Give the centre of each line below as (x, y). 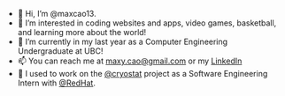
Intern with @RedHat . (56, 83)
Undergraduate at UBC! (60, 51)
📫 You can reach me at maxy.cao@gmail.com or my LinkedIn (130, 61)
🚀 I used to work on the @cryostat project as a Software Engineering (142, 74)
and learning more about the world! (82, 32)
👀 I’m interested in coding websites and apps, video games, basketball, (147, 23)
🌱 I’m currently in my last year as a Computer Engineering (123, 41)
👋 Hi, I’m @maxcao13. (57, 14)
